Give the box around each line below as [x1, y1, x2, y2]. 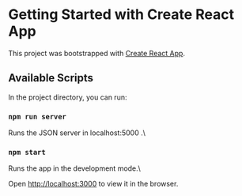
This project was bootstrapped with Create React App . [8, 48, 186, 58]
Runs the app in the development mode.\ [8, 164, 141, 173]
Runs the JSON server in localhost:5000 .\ [8, 128, 146, 138]
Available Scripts [8, 71, 93, 85]
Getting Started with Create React [8, 6, 235, 24]
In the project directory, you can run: [8, 92, 127, 102]
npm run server [8, 112, 67, 121]
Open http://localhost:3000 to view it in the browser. [8, 179, 179, 189]
